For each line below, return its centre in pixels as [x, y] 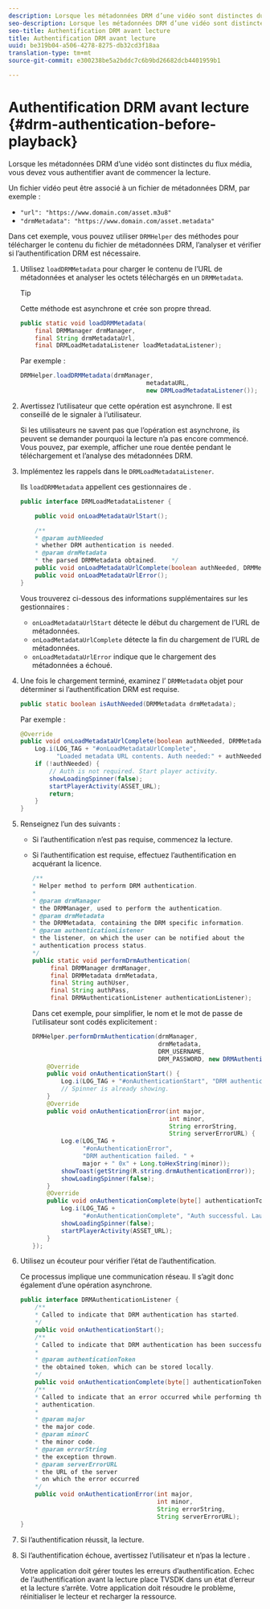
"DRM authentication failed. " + [138, 1157]
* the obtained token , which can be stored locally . [125, 1367]
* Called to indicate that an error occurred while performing [143, 1397]
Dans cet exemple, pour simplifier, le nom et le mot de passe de [137, 1013]
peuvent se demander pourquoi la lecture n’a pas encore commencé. [134, 438]
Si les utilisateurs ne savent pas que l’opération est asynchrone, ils [130, 430]
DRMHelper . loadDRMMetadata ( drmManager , [87, 376]
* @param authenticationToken [85, 1360]
